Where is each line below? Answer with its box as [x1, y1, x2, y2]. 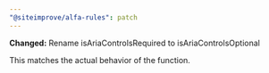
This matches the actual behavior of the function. [9, 54, 190, 65]
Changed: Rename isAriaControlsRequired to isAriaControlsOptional [9, 37, 261, 48]
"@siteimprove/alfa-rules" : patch [9, 12, 139, 22]
